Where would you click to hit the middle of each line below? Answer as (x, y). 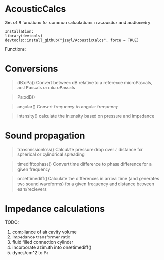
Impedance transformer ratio (41, 237)
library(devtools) (24, 36)
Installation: (20, 31)
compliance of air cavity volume (44, 232)
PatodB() (26, 97)
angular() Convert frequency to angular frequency (68, 107)
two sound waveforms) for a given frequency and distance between (85, 184)
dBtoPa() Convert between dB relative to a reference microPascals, (85, 82)
